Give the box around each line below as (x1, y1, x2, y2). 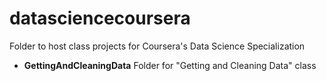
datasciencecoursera (9, 7, 191, 30)
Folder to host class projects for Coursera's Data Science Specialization (9, 40, 306, 52)
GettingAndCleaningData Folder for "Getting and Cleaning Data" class (23, 59, 317, 71)
